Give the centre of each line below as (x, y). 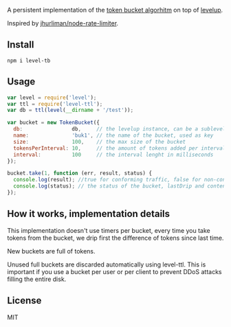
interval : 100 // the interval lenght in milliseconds (113, 155)
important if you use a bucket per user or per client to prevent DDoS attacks (114, 271)
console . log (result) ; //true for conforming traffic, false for (107, 180)
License (24, 301)
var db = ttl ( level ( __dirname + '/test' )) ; (70, 110)
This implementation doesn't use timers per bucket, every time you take (109, 230)
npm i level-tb (29, 60)
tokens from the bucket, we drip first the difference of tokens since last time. (115, 238)
